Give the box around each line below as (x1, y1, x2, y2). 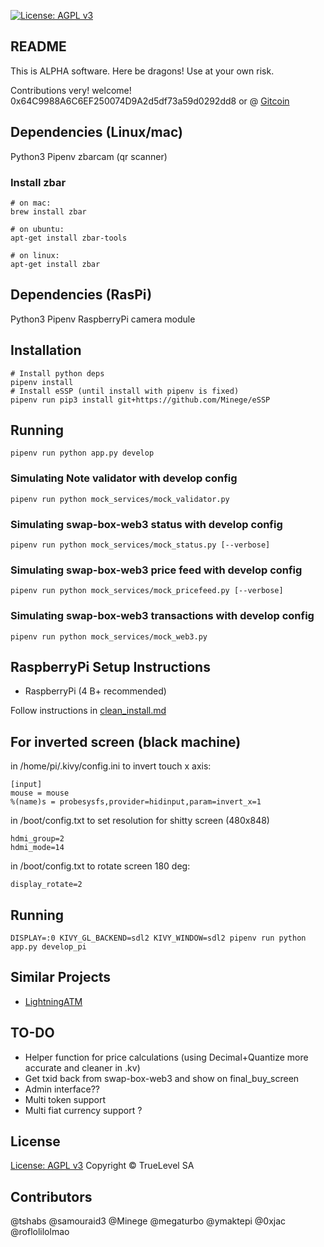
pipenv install (10, 377, 74, 387)
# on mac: (10, 198, 52, 208)
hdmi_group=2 (10, 834, 65, 844)
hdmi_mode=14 (10, 843, 65, 853)
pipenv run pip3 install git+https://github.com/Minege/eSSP (10, 395, 271, 405)
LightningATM (24, 995, 83, 1007)
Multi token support (24, 1093, 107, 1105)
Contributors (10, 1188, 93, 1205)
